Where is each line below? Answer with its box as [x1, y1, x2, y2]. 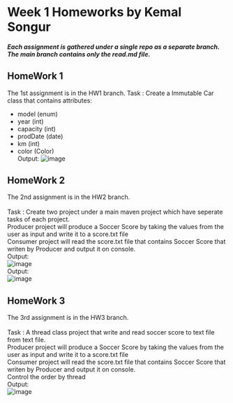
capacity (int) [17, 124, 56, 133]
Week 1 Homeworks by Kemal [7, 4, 182, 20]
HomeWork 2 [7, 174, 66, 186]
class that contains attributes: [7, 96, 93, 105]
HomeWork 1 [7, 71, 63, 82]
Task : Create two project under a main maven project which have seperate [7, 207, 223, 217]
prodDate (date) [17, 132, 63, 140]
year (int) [17, 117, 44, 126]
